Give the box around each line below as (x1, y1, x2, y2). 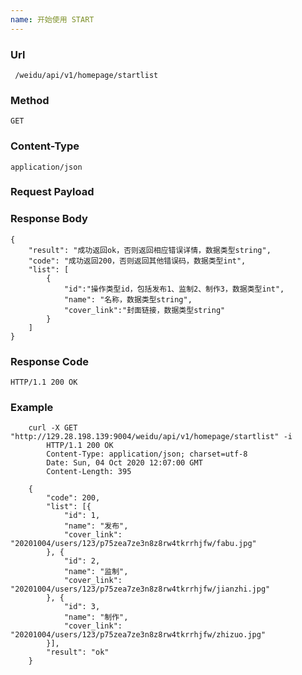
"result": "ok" (46, 647, 110, 658)
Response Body (10, 212, 88, 226)
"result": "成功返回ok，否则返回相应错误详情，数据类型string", (28, 245, 272, 255)
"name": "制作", (63, 612, 129, 623)
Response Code (10, 354, 89, 368)
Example (10, 400, 54, 414)
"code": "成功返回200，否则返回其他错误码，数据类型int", (28, 256, 247, 266)
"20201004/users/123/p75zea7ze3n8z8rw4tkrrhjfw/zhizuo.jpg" (10, 630, 267, 640)
